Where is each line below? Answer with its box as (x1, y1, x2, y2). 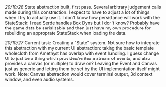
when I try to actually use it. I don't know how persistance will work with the (5, 15, 160, 20)
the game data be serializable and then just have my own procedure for (5, 25, 151, 31)
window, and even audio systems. (5, 76, 74, 82)
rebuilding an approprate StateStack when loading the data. (5, 30, 127, 36)
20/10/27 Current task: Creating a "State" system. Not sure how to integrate (5, 40, 160, 46)
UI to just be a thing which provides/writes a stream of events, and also (5, 56, 150, 61)
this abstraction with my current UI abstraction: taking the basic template (5, 45, 154, 51)
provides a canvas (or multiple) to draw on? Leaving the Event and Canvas (5, 61, 157, 66)
